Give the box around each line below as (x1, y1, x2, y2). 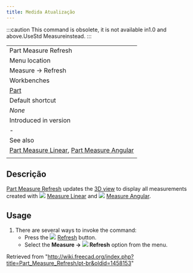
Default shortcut (9, 96, 56, 104)
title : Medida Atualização (6, 9, 75, 15)
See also (9, 136, 35, 144)
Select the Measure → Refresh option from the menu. (24, 241, 168, 248)
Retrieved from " (6, 253, 48, 261)
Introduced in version (9, 116, 71, 125)
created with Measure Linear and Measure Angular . (6, 193, 151, 200)
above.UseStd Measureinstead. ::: (6, 32, 92, 40)
